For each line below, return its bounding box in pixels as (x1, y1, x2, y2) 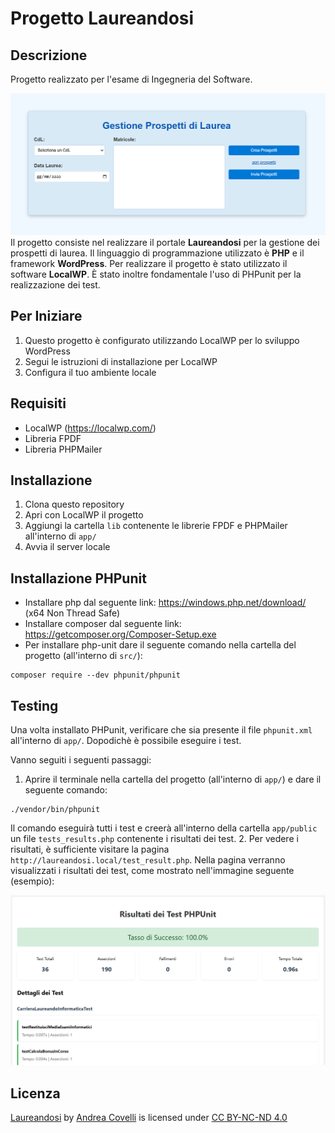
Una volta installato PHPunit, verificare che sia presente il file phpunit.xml (10, 723, 313, 736)
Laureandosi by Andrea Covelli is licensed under (10, 1111, 210, 1123)
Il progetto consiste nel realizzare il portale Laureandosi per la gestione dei (10, 236, 320, 248)
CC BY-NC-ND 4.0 (211, 1111, 288, 1123)
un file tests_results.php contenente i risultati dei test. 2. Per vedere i (10, 832, 299, 844)
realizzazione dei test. (10, 278, 101, 291)
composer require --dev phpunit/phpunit (10, 670, 182, 681)
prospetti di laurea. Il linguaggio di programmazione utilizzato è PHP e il (10, 247, 305, 259)
